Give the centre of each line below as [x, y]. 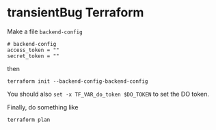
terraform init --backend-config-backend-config [78, 81]
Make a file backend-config [45, 31]
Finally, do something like [43, 107]
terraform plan [29, 120]
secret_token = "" [33, 56]
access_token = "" [33, 50]
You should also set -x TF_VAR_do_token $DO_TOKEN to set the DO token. [108, 94]
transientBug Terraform [76, 13]
